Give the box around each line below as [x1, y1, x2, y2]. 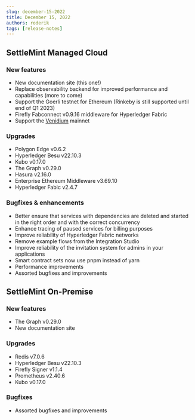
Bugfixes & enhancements [6, 198, 85, 207]
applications [14, 250, 45, 257]
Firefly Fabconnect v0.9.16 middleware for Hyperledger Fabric [14, 111, 168, 118]
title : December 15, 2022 [6, 14, 70, 20]
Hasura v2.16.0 [14, 171, 52, 178]
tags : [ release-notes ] [6, 25, 63, 32]
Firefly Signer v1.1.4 [14, 366, 63, 373]
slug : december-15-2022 [6, 8, 66, 15]
